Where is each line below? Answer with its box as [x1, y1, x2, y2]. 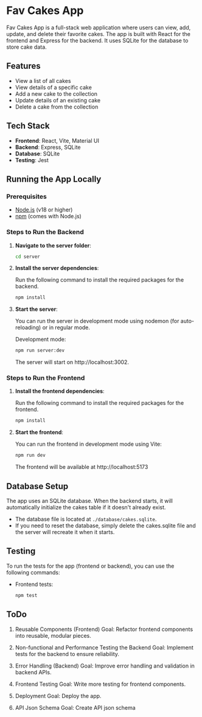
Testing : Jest [15, 156, 49, 163]
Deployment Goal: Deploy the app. [15, 692, 102, 699]
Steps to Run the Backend [6, 228, 84, 237]
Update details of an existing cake [15, 96, 101, 104]
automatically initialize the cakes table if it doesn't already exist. [6, 504, 166, 511]
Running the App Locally [6, 174, 102, 184]
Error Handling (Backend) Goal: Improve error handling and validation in [15, 662, 195, 669]
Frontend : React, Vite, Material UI [15, 137, 99, 144]
